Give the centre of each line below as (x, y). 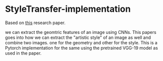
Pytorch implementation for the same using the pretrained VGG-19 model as (81, 48)
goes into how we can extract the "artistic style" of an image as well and (78, 37)
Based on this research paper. (35, 23)
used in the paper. (23, 53)
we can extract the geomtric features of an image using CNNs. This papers (81, 32)
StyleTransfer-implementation (68, 9)
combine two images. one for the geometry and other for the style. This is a (81, 42)
